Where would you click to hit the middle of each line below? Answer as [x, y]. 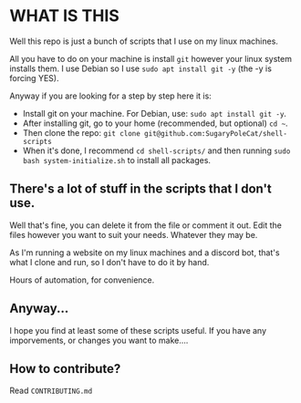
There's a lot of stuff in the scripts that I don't [140, 189]
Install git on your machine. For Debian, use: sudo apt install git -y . [155, 113]
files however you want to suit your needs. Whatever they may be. [134, 234]
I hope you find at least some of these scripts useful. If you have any [138, 330]
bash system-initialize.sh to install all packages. [117, 160]
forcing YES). [34, 77]
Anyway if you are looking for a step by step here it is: [110, 96]
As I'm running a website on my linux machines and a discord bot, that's [145, 253]
